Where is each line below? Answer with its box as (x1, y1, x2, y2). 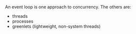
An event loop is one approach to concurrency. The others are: (5, 4, 132, 10)
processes (12, 19, 34, 24)
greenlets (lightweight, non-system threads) (12, 23, 101, 29)
